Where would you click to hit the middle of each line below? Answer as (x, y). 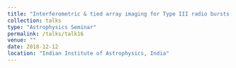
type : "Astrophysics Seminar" (52, 27)
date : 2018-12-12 (33, 47)
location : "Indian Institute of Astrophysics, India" (89, 54)
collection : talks (34, 21)
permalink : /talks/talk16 (45, 34)
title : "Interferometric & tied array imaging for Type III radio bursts (119, 14)
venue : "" (22, 40)
